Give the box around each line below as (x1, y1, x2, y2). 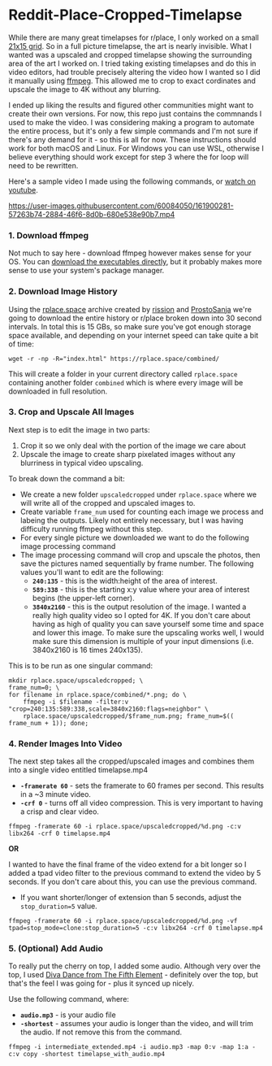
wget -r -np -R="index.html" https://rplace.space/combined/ (8, 355, 220, 363)
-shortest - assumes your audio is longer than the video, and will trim (19, 1019, 253, 1029)
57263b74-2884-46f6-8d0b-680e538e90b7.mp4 (8, 209, 175, 219)
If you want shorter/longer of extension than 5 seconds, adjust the (19, 893, 242, 903)
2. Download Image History (8, 286, 118, 298)
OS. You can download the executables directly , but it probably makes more (8, 257, 262, 267)
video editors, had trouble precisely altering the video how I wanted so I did (8, 67, 261, 76)
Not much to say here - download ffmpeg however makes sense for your (8, 248, 252, 258)
